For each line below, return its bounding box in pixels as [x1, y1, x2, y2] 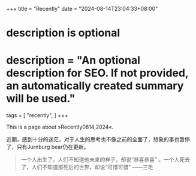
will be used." [6, 92, 76, 106]
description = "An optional [6, 53, 141, 67]
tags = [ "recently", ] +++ [6, 112, 68, 119]
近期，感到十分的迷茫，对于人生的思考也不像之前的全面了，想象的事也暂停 [6, 136, 190, 143]
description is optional [6, 26, 120, 40]
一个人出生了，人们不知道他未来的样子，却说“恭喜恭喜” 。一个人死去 [20, 156, 191, 163]
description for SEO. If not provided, [6, 66, 189, 80]
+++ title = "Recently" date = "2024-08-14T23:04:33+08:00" [6, 5, 158, 12]
